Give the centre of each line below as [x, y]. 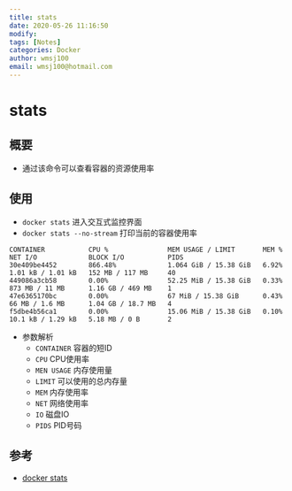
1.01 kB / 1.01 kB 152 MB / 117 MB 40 [92, 272]
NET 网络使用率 [62, 403]
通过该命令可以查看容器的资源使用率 [88, 168]
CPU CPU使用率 [62, 358]
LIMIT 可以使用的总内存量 [81, 380]
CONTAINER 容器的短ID [73, 348]
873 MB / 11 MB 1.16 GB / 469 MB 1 [91, 288]
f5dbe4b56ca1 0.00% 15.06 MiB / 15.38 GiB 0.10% [146, 311]
